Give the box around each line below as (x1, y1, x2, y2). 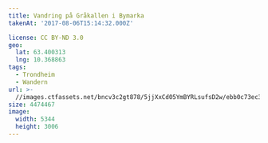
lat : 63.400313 (15, 49, 66, 57)
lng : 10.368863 (15, 56, 66, 64)
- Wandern (15, 77, 48, 86)
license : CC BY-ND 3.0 (8, 34, 84, 42)
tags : (8, 63, 26, 72)
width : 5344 (15, 115, 56, 124)
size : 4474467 (8, 101, 56, 109)
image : (8, 108, 30, 116)
